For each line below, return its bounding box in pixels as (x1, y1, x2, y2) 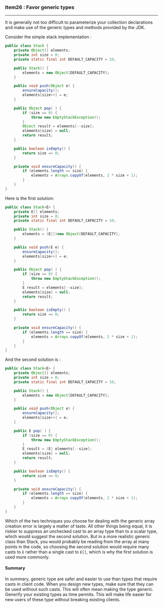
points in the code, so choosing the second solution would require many (5, 543, 149, 550)
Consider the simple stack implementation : (5, 34, 92, 40)
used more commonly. (5, 554, 50, 560)
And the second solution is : (5, 356, 61, 363)
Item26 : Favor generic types (5, 4, 75, 11)
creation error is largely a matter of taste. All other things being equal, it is (5, 523, 152, 529)
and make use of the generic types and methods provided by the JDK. (5, 25, 146, 31)
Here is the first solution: (5, 195, 54, 201)
